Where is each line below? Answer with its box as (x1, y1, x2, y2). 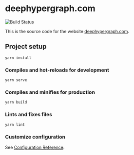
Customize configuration (5, 133, 66, 140)
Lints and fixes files (5, 111, 53, 118)
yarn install (5, 55, 32, 60)
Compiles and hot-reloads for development (5, 67, 110, 73)
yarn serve (5, 78, 27, 83)
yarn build (5, 100, 27, 105)
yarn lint (5, 122, 25, 127)
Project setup (5, 42, 47, 51)
